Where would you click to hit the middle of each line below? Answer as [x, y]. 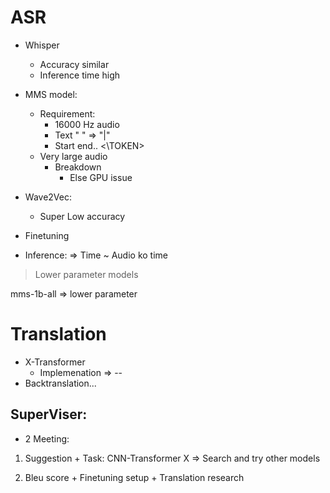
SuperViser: [49, 414]
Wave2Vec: [48, 197]
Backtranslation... [60, 383]
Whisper [42, 45]
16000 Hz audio [87, 124]
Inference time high [79, 75]
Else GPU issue [101, 177]
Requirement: [67, 113]
